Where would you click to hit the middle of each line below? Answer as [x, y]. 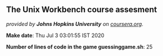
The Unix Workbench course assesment [82, 10]
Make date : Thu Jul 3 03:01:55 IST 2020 [55, 35]
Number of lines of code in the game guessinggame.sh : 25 [79, 47]
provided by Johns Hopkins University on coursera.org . [75, 24]
